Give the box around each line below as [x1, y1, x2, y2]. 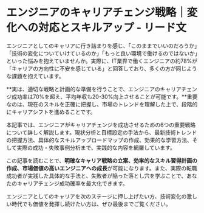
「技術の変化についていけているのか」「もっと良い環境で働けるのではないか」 [6, 49, 198, 57]
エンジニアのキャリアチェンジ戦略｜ [6, 5, 187, 19]
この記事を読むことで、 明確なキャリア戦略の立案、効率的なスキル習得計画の [6, 156, 198, 164]
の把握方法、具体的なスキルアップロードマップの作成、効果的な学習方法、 [6, 136, 192, 144]
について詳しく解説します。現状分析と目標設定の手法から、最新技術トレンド [6, 128, 197, 136]
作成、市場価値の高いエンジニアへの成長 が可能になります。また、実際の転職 [6, 164, 197, 172]
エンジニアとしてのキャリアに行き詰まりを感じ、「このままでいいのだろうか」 [6, 42, 197, 49]
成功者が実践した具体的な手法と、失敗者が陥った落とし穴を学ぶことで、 [6, 172, 187, 180]
